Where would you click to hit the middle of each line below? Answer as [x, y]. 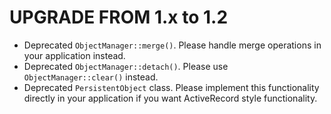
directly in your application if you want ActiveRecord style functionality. [170, 98]
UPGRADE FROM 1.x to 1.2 [119, 17]
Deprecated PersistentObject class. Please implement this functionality [171, 87]
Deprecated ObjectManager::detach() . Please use [126, 66]
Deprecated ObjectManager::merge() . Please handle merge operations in [172, 45]
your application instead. [74, 55]
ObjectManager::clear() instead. [91, 77]
